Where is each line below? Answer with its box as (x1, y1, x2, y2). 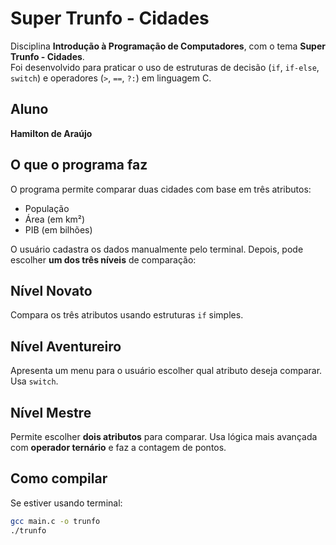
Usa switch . (10, 375, 59, 387)
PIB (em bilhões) (24, 223, 93, 236)
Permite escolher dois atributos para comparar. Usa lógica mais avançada (10, 431, 318, 442)
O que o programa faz (10, 157, 148, 174)
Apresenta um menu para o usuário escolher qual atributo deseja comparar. (10, 365, 323, 377)
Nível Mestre (10, 404, 92, 421)
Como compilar (10, 470, 108, 487)
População (24, 202, 70, 214)
